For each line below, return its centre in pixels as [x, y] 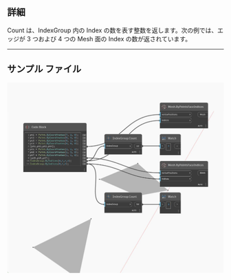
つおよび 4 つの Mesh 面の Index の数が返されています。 [111, 39]
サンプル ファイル [44, 69]
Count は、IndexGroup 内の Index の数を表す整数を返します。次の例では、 [112, 30]
